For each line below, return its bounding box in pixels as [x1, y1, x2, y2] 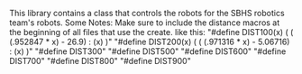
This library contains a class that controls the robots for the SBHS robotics [9, 8, 286, 18]
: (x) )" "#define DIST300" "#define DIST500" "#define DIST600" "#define [9, 46, 287, 57]
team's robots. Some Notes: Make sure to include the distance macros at [9, 17, 280, 28]
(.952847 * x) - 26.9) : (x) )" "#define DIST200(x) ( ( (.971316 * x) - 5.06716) [9, 36, 290, 47]
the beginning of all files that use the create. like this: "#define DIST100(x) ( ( [9, 27, 294, 37]
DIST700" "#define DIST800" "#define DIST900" [9, 56, 191, 66]
